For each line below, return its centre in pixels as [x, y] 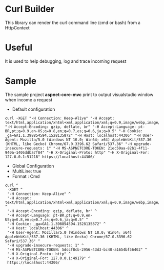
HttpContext [18, 27]
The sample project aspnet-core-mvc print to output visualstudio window [79, 95]
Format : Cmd [26, 176]
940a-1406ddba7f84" [25, 152]
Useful [19, 48]
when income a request [29, 99]
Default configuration [33, 109]
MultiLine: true [27, 171]
